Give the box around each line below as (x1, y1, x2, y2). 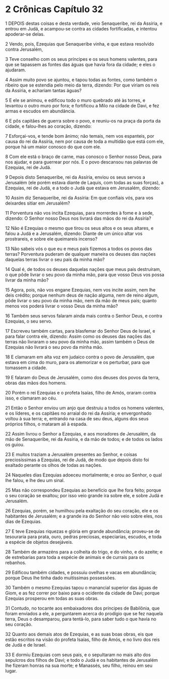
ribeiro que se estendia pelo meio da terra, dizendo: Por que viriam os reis (5, 82, 159, 88)
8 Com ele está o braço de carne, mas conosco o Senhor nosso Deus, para (5, 153, 162, 159)
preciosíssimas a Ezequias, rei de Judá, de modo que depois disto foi (5, 457, 149, 463)
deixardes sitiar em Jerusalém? (5, 200, 70, 206)
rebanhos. (5, 560, 27, 566)
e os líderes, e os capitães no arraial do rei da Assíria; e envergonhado (5, 410, 152, 416)
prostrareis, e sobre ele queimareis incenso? (5, 235, 97, 242)
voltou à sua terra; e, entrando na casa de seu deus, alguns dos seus (5, 415, 149, 421)
